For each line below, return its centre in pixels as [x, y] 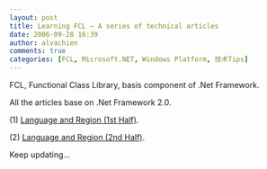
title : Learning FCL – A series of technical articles [114, 26]
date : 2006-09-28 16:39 [54, 34]
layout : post [34, 18]
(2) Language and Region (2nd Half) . [77, 137]
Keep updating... [40, 155]
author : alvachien [44, 43]
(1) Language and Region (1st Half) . [74, 120]
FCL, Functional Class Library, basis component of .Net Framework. [134, 85]
